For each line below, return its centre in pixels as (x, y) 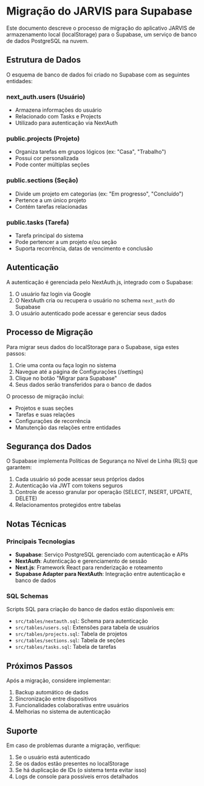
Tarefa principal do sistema (49, 235)
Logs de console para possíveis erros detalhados (76, 776)
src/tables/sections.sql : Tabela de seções (70, 640)
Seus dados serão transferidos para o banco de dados (83, 384)
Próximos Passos (39, 666)
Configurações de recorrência (53, 421)
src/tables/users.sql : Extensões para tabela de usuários (87, 628)
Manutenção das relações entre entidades (68, 427)
